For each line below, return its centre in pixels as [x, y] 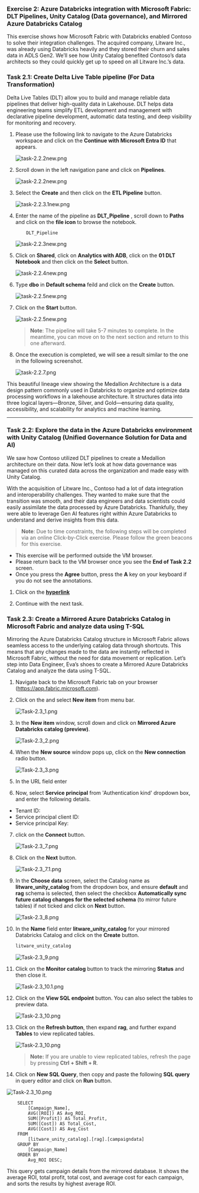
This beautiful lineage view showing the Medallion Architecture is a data [94, 384]
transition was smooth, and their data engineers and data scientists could [96, 501]
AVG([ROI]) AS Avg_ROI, [57, 1113]
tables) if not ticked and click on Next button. [70, 906]
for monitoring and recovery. [41, 123]
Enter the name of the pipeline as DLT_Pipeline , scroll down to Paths [99, 216]
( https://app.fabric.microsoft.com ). [57, 689]
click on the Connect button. [50, 835]
